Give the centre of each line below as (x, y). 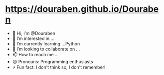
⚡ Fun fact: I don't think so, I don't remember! (59, 67)
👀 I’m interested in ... (33, 38)
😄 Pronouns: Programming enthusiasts (53, 61)
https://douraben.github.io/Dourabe (82, 9)
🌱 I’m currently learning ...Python (46, 43)
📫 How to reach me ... (35, 54)
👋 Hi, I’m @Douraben (34, 33)
